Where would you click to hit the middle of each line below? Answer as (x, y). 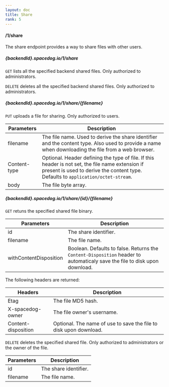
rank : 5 (13, 19)
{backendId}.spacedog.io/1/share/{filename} (54, 103)
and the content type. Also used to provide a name (102, 143)
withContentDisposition (35, 258)
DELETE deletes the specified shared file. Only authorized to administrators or (84, 343)
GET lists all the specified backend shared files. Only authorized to (73, 71)
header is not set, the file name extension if (93, 164)
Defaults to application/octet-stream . (87, 176)
